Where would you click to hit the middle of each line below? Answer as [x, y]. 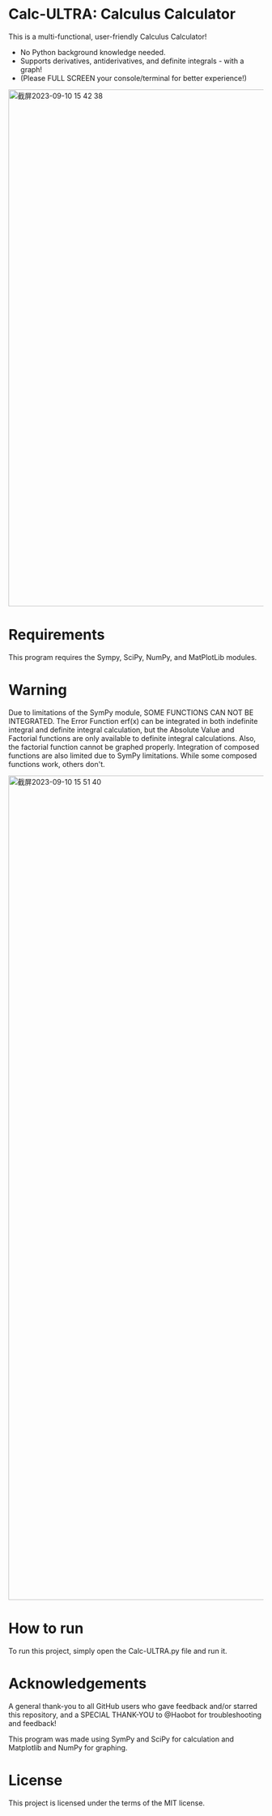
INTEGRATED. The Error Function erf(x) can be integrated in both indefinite [133, 721]
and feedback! [32, 1723]
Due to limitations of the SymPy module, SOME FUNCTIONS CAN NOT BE [131, 712]
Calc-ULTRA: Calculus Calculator [122, 14]
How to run [46, 1628]
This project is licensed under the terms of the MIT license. [106, 1803]
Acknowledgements [78, 1683]
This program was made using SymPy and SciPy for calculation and [121, 1739]
